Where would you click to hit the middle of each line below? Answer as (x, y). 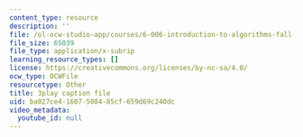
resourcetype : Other (48, 85)
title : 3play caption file (60, 93)
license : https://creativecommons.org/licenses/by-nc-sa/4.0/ (129, 68)
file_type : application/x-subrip (72, 51)
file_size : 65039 (42, 43)
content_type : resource (54, 18)
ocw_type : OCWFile (44, 77)
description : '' (40, 26)
